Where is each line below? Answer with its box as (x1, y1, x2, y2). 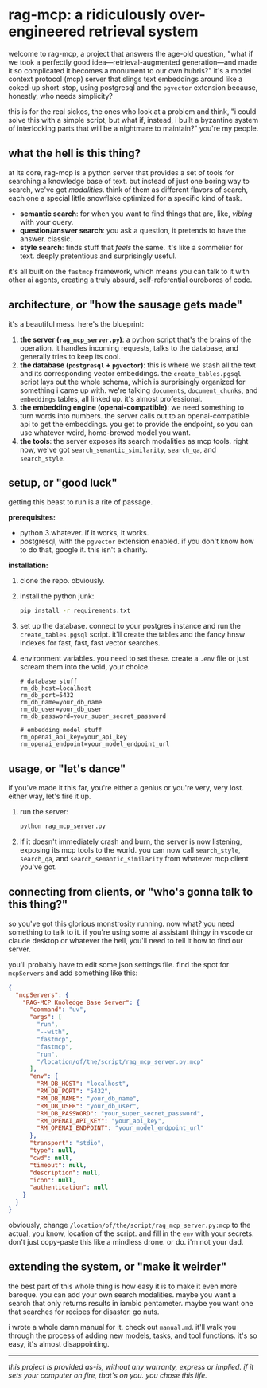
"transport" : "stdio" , (29, 1139, 105, 1147)
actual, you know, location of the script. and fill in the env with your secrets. (8, 1229, 254, 1238)
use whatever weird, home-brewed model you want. (19, 428, 191, 437)
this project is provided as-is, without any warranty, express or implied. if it (8, 1362, 254, 1371)
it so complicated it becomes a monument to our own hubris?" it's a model (8, 65, 252, 75)
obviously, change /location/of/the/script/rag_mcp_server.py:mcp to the (8, 1220, 251, 1229)
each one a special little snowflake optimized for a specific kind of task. (8, 193, 242, 202)
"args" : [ (29, 1014, 62, 1021)
